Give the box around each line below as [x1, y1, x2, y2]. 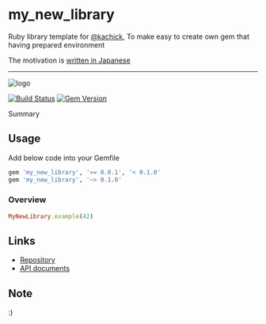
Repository [19, 255, 55, 265]
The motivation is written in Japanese [8, 55, 131, 65]
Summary [8, 109, 40, 118]
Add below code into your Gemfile [8, 153, 120, 162]
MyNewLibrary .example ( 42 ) [8, 212, 93, 220]
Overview [8, 194, 47, 205]
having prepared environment [8, 40, 105, 49]
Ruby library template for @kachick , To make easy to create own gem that [8, 32, 249, 41]
